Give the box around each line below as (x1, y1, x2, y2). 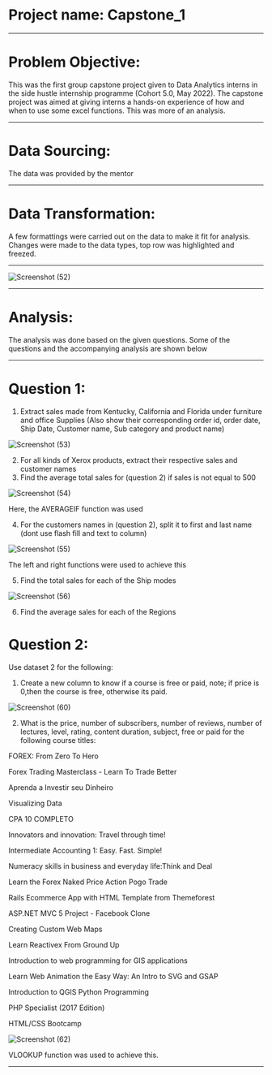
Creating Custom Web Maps (8, 924, 103, 934)
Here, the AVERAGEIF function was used (8, 503, 143, 513)
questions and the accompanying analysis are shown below (8, 343, 208, 353)
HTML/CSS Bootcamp (8, 1018, 83, 1028)
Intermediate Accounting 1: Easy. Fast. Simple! (8, 845, 163, 855)
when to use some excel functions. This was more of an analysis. (8, 106, 226, 115)
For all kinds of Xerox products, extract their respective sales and (19, 455, 238, 464)
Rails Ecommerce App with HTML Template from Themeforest (8, 892, 215, 902)
